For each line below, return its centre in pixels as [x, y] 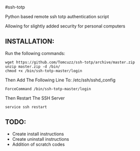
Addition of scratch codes [38, 144]
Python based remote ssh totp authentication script [57, 16]
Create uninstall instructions [41, 139]
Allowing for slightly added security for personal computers [65, 26]
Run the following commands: [35, 53]
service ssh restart [26, 107]
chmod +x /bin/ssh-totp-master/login [44, 71]
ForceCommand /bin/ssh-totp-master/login [48, 89]
